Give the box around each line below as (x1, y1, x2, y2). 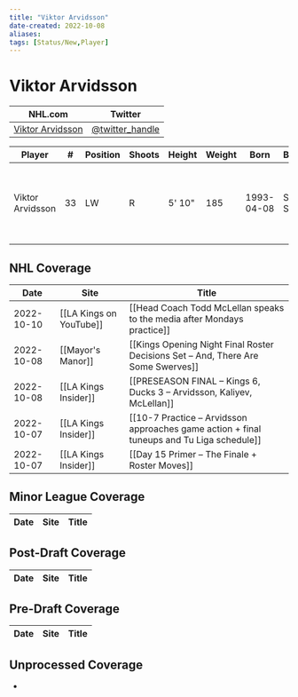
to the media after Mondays (129, 313, 244, 325)
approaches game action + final (129, 423, 262, 435)
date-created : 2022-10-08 (9, 21, 105, 30)
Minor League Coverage (9, 489, 145, 504)
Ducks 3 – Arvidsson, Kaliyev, (129, 386, 253, 398)
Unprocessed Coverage (9, 657, 144, 672)
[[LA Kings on (59, 307, 117, 320)
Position (84, 148, 121, 161)
